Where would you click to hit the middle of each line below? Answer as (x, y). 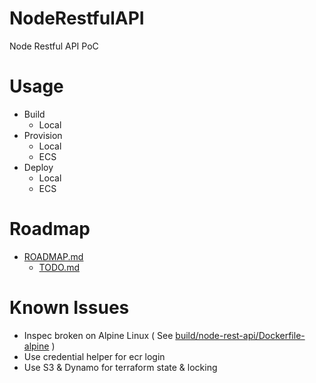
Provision (43, 135)
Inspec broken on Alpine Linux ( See (98, 335)
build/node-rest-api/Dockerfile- (240, 335)
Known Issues (69, 308)
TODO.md (59, 267)
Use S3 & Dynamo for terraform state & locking (120, 367)
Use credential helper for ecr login (94, 356)
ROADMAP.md (53, 256)
